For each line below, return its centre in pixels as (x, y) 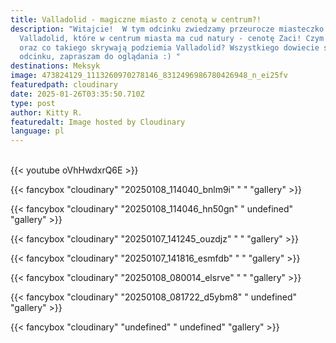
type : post (33, 103)
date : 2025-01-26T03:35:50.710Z (77, 94)
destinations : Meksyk (55, 66)
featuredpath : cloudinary (64, 85)
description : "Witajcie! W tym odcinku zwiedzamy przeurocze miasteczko (167, 29)
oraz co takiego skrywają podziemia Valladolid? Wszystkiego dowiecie (169, 47)
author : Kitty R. (46, 112)
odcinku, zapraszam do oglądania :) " (100, 57)
